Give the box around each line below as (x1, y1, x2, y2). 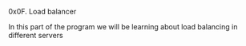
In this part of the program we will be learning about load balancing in (8, 22, 238, 31)
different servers (8, 31, 63, 40)
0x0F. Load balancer (8, 7, 77, 16)
